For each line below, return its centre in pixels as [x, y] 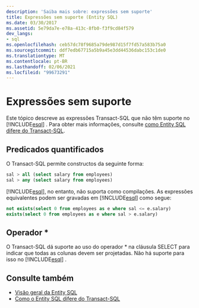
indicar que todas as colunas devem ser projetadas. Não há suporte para [95, 253]
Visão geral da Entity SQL [46, 293]
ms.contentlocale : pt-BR [37, 61]
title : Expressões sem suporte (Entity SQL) [62, 17]
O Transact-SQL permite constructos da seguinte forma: [75, 163]
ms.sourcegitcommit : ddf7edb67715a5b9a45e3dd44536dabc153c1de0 [86, 50]
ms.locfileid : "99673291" [38, 72]
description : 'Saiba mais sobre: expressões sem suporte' [79, 12]
